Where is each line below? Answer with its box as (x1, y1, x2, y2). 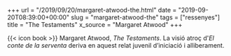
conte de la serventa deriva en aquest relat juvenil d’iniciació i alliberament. (7, 41, 225, 49)
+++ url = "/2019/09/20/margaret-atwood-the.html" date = (7, 6, 177, 14)
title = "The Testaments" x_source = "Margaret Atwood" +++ (7, 21, 183, 28)
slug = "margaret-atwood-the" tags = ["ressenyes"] (71, 13, 220, 21)
